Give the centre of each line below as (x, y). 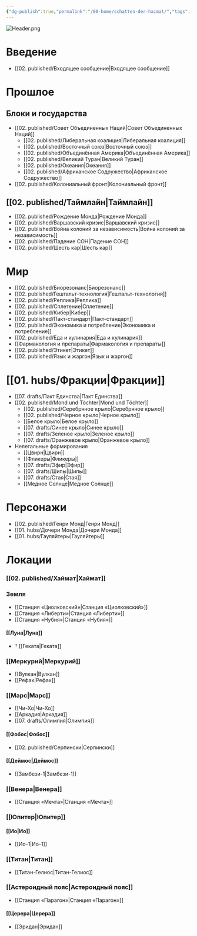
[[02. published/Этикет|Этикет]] (54, 350)
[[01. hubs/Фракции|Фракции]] (86, 380)
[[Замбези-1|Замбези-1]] (46, 774)
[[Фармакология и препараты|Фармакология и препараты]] (90, 344)
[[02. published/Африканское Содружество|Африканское (95, 172)
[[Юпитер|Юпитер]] (36, 817)
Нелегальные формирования (51, 447)
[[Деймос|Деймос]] (32, 761)
